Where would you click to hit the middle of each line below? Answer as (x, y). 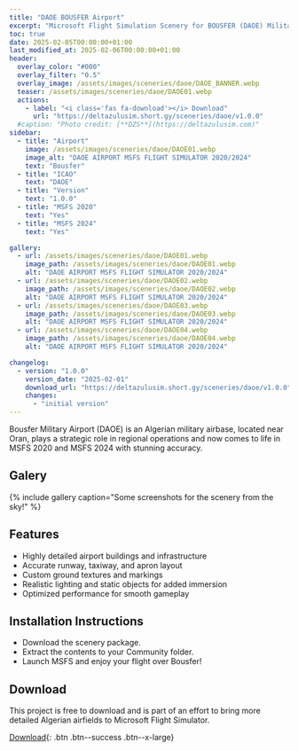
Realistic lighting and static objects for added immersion (125, 584)
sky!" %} (25, 506)
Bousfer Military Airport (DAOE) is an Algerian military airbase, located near (146, 429)
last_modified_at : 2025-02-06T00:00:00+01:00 (94, 51)
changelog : (29, 363)
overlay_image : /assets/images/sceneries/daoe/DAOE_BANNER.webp (138, 83)
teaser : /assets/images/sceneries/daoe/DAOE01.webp (115, 91)
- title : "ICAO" (47, 174)
